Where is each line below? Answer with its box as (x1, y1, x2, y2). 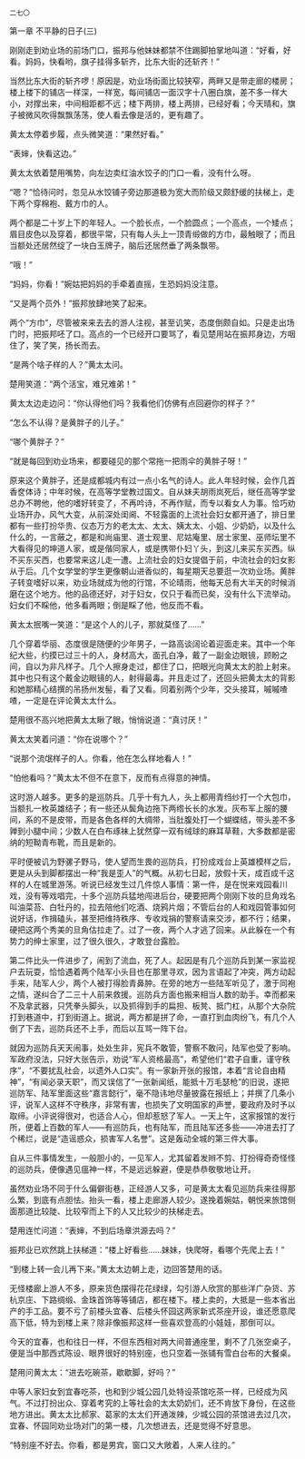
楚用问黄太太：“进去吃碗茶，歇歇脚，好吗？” (9, 1367, 176, 1377)
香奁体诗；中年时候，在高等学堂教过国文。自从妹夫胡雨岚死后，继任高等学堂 (9, 487, 296, 497)
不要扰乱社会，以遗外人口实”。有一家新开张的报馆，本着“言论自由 (32, 1065, 279, 1076)
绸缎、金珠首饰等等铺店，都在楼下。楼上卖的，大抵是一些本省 (56, 1295, 288, 1305)
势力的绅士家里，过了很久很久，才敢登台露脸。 (9, 936, 184, 946)
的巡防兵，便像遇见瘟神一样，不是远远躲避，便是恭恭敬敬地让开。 (9, 1164, 256, 1174)
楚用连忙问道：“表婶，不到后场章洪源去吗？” (9, 1225, 176, 1236)
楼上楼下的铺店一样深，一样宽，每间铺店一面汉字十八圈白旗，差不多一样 (9, 87, 280, 97)
